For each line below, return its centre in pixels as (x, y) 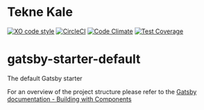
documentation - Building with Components (69, 99)
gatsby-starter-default (74, 59)
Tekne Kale (40, 12)
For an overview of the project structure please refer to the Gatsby (102, 91)
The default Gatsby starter (45, 78)
